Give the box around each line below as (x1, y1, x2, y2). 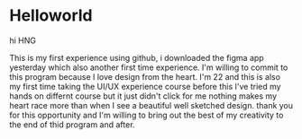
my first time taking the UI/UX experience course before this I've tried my (9, 81, 281, 91)
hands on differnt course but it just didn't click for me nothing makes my (9, 91, 278, 101)
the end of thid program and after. (9, 118, 135, 130)
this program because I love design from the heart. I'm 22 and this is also (9, 71, 281, 82)
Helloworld (9, 5, 93, 26)
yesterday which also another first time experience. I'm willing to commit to (9, 62, 288, 73)
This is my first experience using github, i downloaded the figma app (9, 52, 264, 63)
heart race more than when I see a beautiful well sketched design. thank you (9, 100, 294, 110)
